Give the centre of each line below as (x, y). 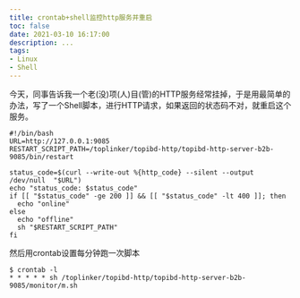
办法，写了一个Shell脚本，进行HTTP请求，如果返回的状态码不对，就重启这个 (150, 105)
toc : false (30, 26)
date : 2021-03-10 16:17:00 (60, 34)
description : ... (42, 43)
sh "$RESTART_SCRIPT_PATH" (68, 227)
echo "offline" (46, 219)
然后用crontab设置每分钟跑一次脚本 (75, 252)
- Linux (24, 59)
